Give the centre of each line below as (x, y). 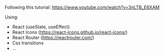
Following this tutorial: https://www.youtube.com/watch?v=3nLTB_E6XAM (82, 7)
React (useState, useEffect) (41, 27)
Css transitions (28, 43)
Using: (12, 17)
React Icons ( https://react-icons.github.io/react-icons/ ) (70, 32)
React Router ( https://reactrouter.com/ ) (53, 38)
